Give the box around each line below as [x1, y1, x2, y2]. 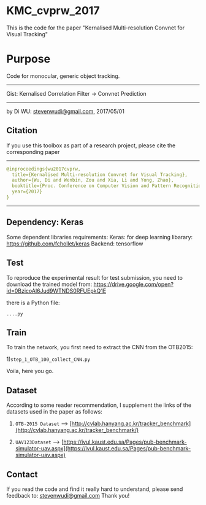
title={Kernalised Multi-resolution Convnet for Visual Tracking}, [12, 171, 188, 178]
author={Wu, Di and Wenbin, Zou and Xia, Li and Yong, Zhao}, [12, 177, 174, 183]
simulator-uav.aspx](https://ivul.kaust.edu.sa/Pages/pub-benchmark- [15, 445, 191, 452]
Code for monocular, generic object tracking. [6, 72, 120, 80]
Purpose [6, 52, 51, 66]
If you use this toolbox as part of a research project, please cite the [6, 142, 176, 149]
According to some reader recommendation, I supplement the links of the [6, 401, 192, 409]
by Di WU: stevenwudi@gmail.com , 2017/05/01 [6, 107, 124, 115]
